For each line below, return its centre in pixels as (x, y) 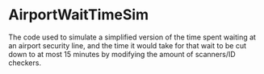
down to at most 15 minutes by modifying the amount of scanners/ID (122, 54)
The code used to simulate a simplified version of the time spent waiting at (132, 37)
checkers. (25, 63)
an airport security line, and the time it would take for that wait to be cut (127, 45)
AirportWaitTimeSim (79, 15)
